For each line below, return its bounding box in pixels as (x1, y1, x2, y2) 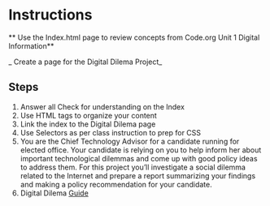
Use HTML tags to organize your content (20, 110, 157, 120)
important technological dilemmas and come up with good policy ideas (20, 153, 258, 163)
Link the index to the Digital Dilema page (20, 119, 156, 129)
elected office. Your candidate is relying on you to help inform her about (20, 144, 262, 155)
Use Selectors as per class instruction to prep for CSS (20, 127, 202, 137)
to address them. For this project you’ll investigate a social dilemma (20, 162, 246, 172)
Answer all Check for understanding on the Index (20, 101, 185, 111)
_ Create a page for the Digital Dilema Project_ (8, 57, 163, 67)
